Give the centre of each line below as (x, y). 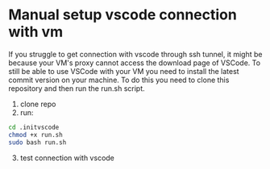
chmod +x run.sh (35, 134)
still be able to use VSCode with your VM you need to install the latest (124, 71)
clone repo (38, 104)
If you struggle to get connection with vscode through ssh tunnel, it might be (135, 54)
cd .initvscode (34, 127)
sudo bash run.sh (37, 142)
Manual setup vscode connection (123, 15)
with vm (36, 32)
